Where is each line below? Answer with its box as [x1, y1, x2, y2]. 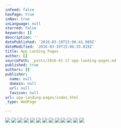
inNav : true [5, 16, 30, 21]
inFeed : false [5, 7, 35, 12]
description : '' [5, 35, 39, 40]
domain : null [9, 81, 37, 86]
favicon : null [9, 90, 39, 95]
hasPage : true [5, 12, 35, 17]
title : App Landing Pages [5, 49, 59, 54]
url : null [9, 85, 30, 91]
